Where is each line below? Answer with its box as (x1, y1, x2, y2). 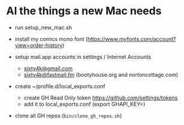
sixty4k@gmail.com (23, 64, 73, 72)
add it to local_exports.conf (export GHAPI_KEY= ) (23, 100, 146, 108)
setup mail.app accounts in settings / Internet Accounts (14, 53, 151, 60)
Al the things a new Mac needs (6, 4, 162, 18)
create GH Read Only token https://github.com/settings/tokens (23, 94, 178, 101)
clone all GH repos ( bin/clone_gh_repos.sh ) (14, 112, 122, 119)
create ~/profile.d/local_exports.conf (14, 82, 106, 90)
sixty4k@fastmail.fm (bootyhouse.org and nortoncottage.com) (23, 71, 179, 78)
